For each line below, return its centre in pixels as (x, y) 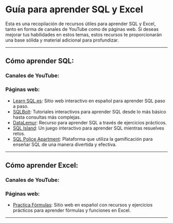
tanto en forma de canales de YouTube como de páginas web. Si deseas (82, 29)
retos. (19, 133)
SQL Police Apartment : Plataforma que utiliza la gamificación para (83, 139)
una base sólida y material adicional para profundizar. (62, 40)
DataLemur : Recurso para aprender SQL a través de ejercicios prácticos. (90, 122)
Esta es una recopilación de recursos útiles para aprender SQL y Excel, (81, 24)
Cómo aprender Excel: (42, 165)
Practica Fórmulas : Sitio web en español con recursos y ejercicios (83, 205)
